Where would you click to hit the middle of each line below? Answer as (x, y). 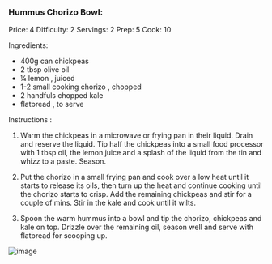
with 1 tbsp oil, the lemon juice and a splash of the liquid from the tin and (140, 153)
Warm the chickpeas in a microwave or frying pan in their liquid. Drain (136, 135)
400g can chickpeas (54, 61)
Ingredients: (28, 45)
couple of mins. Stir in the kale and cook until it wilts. (108, 203)
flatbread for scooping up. (64, 236)
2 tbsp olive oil (45, 70)
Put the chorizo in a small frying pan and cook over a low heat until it (134, 177)
